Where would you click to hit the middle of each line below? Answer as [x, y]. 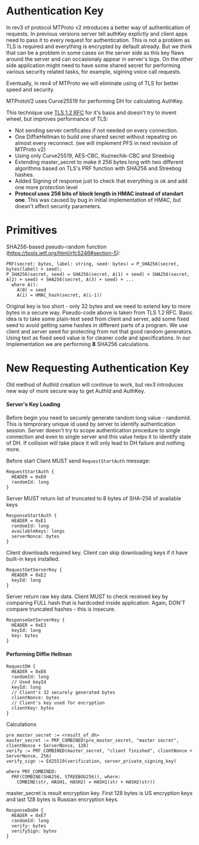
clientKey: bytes [33, 708]
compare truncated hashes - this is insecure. [61, 609]
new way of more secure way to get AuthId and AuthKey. [76, 391]
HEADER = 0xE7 [29, 816]
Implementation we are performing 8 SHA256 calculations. [78, 344]
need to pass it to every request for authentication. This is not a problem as [98, 40]
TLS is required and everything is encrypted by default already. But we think [99, 46]
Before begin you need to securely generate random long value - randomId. [99, 418]
